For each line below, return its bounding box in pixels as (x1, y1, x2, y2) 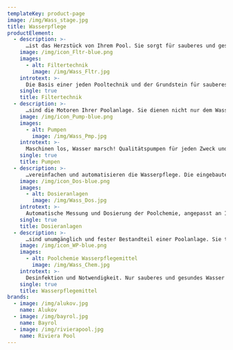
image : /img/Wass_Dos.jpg (32, 197, 107, 204)
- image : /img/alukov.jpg (13, 300, 89, 307)
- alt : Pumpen (25, 126, 67, 133)
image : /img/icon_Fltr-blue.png (19, 49, 113, 56)
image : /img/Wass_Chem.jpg (32, 261, 110, 268)
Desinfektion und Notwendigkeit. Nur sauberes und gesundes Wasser (25, 274, 225, 281)
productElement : (7, 29, 54, 37)
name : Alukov (19, 306, 58, 314)
